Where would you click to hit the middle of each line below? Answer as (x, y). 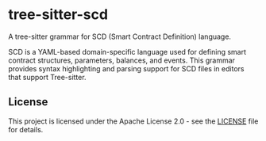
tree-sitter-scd (58, 15)
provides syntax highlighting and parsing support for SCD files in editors (126, 68)
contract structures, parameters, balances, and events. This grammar (122, 60)
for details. (26, 129)
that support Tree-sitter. (47, 77)
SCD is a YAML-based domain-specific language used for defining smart (127, 51)
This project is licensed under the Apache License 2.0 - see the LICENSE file (133, 121)
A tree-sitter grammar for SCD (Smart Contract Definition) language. (120, 36)
